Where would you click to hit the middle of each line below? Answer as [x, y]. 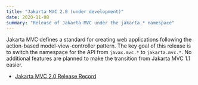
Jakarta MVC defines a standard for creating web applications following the [99, 40]
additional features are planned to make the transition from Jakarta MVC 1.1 [98, 59]
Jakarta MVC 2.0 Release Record [55, 76]
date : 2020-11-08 [28, 17]
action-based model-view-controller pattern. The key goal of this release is [99, 46]
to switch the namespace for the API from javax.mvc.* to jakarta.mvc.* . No [99, 52]
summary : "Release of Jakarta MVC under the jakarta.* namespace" [90, 23]
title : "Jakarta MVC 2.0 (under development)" [65, 12]
